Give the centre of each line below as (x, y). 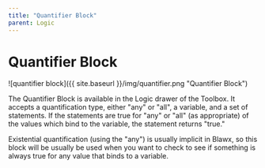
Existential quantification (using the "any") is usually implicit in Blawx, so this (133, 140)
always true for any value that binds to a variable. (88, 156)
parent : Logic (32, 23)
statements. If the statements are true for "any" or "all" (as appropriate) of (129, 116)
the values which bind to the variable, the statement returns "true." (117, 124)
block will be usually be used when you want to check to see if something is (132, 147)
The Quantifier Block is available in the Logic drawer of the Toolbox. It (122, 99)
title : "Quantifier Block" (53, 15)
